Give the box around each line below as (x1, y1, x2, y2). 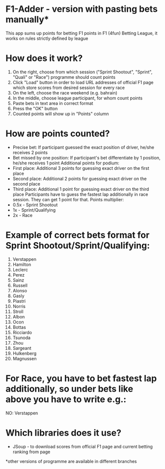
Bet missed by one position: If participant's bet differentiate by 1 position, (12, 155, 161, 160)
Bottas (12, 324, 26, 330)
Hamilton (12, 261, 31, 267)
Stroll (12, 309, 24, 314)
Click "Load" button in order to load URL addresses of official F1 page (12, 79, 154, 85)
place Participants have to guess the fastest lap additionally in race (12, 191, 149, 197)
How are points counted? (5, 128, 110, 139)
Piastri (12, 298, 26, 304)
